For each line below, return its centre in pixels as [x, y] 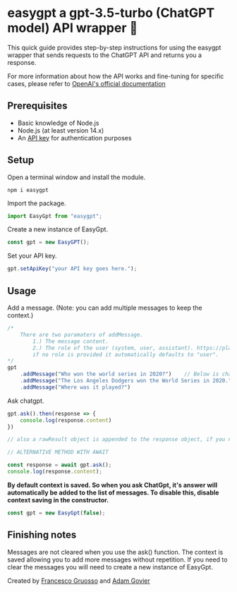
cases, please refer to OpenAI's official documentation [86, 83]
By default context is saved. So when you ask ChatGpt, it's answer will [112, 485]
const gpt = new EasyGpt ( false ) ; [56, 513]
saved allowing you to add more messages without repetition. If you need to [117, 560]
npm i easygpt [28, 190]
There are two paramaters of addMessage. [81, 334]
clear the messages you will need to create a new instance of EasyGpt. [110, 567]
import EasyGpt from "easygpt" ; [55, 216]
